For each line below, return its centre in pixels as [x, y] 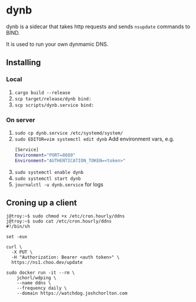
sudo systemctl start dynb [48, 179]
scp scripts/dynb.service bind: [54, 105]
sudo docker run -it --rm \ [41, 273]
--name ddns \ [34, 283]
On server [21, 120]
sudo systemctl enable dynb [49, 172]
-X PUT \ [22, 252]
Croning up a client [41, 202]
